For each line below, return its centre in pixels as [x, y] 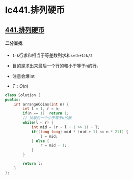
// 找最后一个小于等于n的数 [47, 118]
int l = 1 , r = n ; [41, 109]
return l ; [33, 164]
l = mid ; [49, 136]
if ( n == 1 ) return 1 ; [46, 113]
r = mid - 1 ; [53, 145]
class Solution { [23, 95]
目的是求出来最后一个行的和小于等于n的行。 [57, 66]
